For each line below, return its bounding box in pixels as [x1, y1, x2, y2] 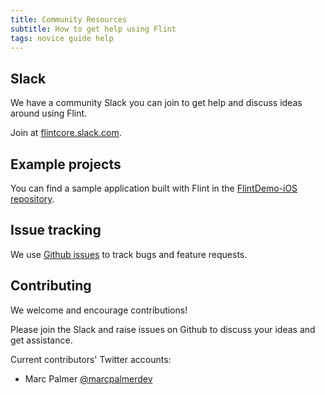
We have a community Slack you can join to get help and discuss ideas [10, 97, 303, 109]
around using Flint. [10, 107, 88, 120]
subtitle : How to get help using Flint [10, 24, 177, 34]
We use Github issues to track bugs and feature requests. [10, 248, 248, 260]
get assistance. [10, 334, 73, 346]
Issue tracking [10, 222, 102, 239]
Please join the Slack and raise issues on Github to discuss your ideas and [10, 323, 316, 335]
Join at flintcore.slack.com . [10, 127, 122, 139]
